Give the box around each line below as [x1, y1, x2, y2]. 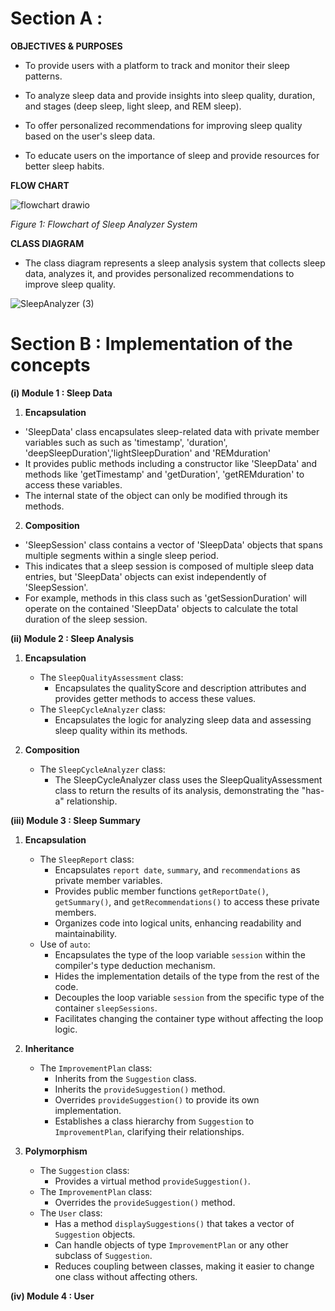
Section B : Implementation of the [10, 333, 293, 356]
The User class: [39, 1207, 103, 1219]
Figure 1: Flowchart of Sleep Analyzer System [10, 218, 198, 230]
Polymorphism [24, 1145, 88, 1157]
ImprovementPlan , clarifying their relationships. [54, 1125, 245, 1137]
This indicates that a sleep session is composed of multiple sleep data [24, 560, 315, 572]
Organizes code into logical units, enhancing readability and [54, 917, 302, 929]
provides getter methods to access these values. [54, 692, 257, 704]
